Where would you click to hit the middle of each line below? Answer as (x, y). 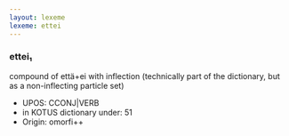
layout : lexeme (37, 17)
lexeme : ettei (36, 26)
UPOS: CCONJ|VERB (60, 102)
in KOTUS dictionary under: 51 (77, 112)
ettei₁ (21, 57)
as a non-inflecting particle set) (67, 85)
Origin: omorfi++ (53, 122)
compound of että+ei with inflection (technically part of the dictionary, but (144, 76)
